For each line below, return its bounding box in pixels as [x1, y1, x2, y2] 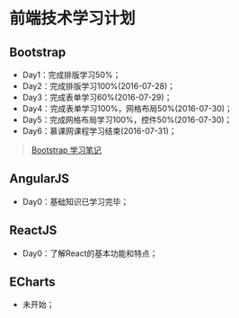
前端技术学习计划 [9, 8, 137, 29]
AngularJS [9, 172, 70, 187]
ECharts [9, 275, 56, 290]
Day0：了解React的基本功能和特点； [22, 248, 158, 259]
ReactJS [9, 223, 58, 238]
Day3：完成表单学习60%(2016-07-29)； [22, 92, 173, 102]
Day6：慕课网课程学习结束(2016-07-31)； [22, 126, 177, 136]
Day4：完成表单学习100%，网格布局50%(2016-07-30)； [22, 103, 234, 113]
